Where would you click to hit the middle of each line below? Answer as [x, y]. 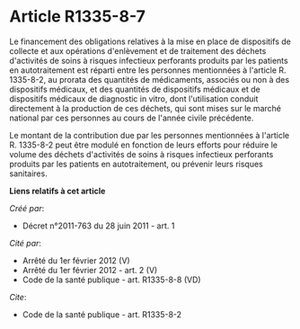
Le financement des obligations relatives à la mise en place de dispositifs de [150, 41]
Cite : [18, 297]
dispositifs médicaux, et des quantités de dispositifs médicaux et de [135, 89]
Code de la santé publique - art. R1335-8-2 [102, 314]
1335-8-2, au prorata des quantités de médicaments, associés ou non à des [150, 79]
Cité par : [26, 243]
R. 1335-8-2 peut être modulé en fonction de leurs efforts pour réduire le [144, 145]
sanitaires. [28, 173]
